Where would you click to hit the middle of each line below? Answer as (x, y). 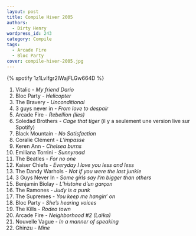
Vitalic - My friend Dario (45, 89)
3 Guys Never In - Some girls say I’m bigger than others (83, 177)
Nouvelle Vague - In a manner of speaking (67, 221)
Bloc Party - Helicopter (43, 96)
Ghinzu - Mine (32, 228)
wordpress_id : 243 (29, 34)
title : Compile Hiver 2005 (40, 17)
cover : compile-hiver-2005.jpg (45, 61)
